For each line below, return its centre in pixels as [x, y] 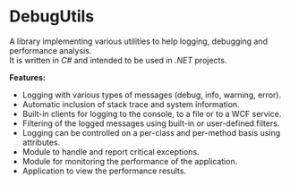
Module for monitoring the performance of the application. [130, 161]
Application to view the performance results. [104, 171]
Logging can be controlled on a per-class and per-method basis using [151, 132]
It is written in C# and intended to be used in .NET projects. [118, 60]
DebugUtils [52, 17]
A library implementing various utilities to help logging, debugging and [139, 41]
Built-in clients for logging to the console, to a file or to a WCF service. [152, 114]
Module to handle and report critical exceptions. [111, 151]
